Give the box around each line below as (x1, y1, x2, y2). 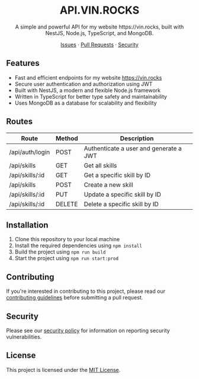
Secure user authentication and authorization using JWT (14, 80, 153, 87)
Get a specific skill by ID (84, 170, 151, 179)
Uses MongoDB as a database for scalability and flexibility (14, 99, 157, 106)
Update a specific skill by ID (84, 190, 161, 198)
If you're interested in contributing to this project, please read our (6, 288, 166, 295)
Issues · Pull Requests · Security (60, 41, 139, 48)
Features (6, 58, 40, 68)
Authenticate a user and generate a (84, 144, 182, 152)
